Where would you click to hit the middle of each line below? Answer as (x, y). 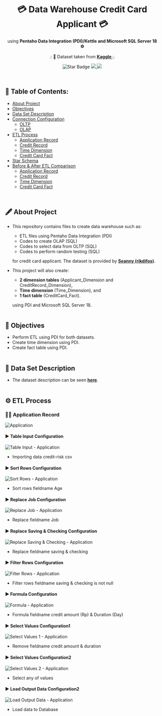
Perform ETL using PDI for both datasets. (54, 337)
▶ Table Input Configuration (34, 437)
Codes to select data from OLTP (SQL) (58, 246)
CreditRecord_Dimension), (46, 285)
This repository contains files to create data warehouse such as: (77, 226)
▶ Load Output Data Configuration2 (42, 689)
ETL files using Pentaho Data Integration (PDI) (66, 236)
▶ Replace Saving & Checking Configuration (51, 531)
